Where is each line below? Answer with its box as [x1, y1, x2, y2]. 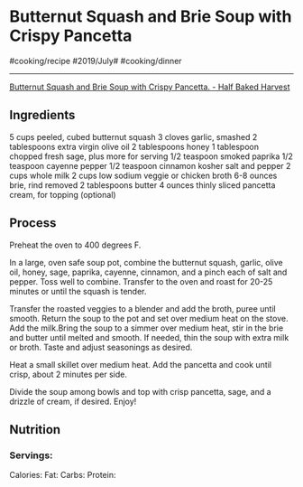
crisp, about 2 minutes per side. [9, 369, 128, 379]
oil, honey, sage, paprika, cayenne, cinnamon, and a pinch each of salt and [9, 267, 288, 277]
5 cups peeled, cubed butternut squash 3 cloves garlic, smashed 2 [9, 131, 258, 142]
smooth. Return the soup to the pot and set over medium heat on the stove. [9, 313, 289, 323]
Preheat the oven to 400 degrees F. [9, 239, 142, 250]
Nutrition [9, 422, 61, 437]
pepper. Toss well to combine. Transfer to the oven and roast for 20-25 [9, 276, 273, 286]
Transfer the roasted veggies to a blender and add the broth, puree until [9, 303, 277, 314]
